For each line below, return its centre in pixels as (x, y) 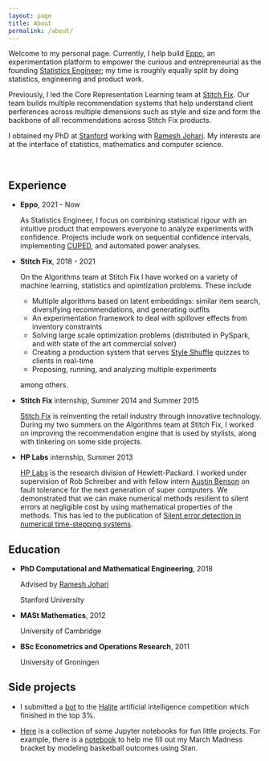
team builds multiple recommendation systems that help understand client (131, 103)
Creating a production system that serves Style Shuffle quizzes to (141, 352)
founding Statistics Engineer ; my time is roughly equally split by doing (124, 71)
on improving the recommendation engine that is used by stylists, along (138, 433)
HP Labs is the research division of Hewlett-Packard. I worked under (133, 473)
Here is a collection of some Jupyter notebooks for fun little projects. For (140, 730)
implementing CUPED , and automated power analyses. (110, 246)
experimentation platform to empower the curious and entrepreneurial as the (135, 62)
